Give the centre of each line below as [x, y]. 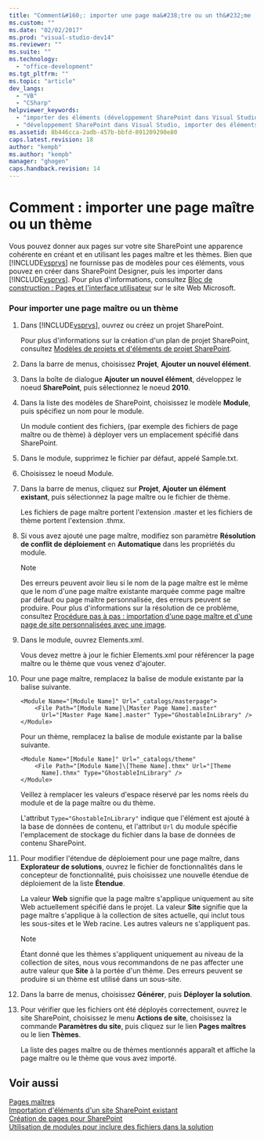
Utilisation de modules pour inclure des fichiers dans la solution [111, 1127]
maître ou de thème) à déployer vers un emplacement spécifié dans [129, 435]
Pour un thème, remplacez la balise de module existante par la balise [131, 737]
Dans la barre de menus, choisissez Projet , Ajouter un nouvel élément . [136, 364]
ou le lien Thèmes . [51, 1035]
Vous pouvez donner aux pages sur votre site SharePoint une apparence [126, 246]
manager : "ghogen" [39, 162]
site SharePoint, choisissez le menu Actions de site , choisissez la [126, 1018]
